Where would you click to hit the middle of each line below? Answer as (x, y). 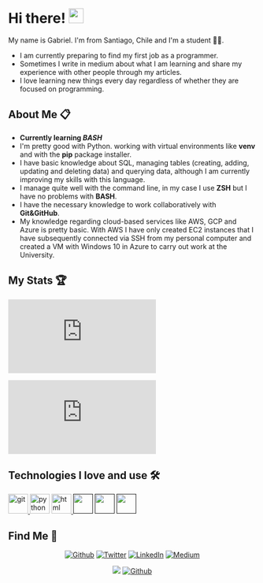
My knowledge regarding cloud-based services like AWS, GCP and (128, 221)
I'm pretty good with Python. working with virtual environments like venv (137, 146)
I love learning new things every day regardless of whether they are (129, 80)
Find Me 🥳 (33, 536)
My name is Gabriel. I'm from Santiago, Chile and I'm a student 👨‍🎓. (116, 40)
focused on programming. (62, 89)
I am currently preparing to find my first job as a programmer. (119, 55)
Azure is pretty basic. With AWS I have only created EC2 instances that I (137, 229)
